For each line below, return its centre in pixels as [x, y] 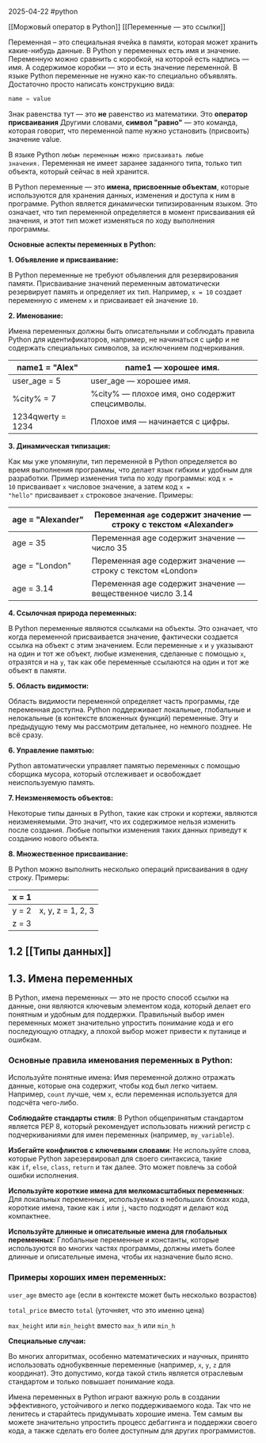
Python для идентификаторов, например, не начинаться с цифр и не [124, 339]
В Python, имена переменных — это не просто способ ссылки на [119, 997]
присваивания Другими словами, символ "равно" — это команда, [123, 122]
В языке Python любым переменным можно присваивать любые [106, 155]
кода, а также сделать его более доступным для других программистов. [132, 1430]
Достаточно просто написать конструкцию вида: [91, 84]
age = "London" [42, 565]
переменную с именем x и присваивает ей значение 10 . [103, 300]
